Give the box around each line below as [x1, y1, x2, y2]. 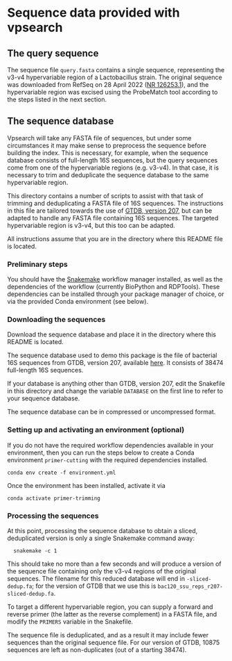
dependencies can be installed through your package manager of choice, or [7, 290, 224, 298]
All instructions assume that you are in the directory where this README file [7, 234, 224, 243]
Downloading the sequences [7, 315, 106, 325]
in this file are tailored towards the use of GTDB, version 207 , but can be [7, 206, 213, 215]
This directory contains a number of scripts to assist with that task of [7, 191, 204, 199]
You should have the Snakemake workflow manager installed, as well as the [7, 275, 223, 284]
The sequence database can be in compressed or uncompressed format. [7, 408, 216, 416]
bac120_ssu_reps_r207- [157, 583, 223, 590]
